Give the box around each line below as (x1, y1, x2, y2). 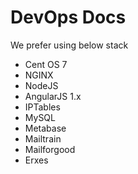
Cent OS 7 (24, 58, 68, 70)
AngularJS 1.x (24, 90, 82, 102)
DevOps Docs (10, 6, 127, 29)
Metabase (24, 122, 67, 134)
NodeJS (24, 79, 59, 91)
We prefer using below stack (10, 39, 129, 51)
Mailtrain (24, 132, 62, 145)
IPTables (24, 101, 61, 113)
